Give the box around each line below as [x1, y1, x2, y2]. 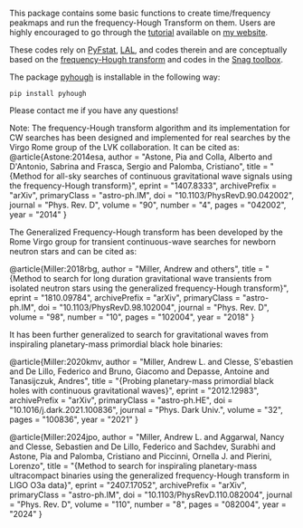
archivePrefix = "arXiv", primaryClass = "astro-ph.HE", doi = [9, 395, 233, 406]
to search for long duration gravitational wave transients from [43, 274, 272, 283]
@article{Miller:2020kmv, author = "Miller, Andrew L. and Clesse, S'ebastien [9, 357, 294, 367]
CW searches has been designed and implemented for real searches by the [9, 132, 291, 143]
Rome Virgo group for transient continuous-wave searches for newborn [9, 236, 277, 247]
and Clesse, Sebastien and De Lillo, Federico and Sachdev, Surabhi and [9, 441, 276, 452]
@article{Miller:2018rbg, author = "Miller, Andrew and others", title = [9, 264, 264, 274]
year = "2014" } [9, 209, 68, 220]
